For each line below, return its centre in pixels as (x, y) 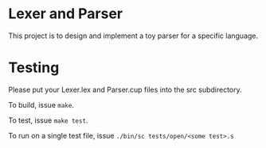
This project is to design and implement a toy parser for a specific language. (133, 36)
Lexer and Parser (66, 14)
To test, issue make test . (48, 120)
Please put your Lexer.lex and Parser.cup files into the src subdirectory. (125, 89)
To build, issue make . (41, 104)
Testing (34, 68)
